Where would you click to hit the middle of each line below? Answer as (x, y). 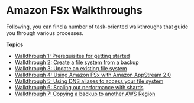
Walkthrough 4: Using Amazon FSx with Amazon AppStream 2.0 (93, 75)
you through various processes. (45, 33)
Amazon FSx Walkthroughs (75, 10)
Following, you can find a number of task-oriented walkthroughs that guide (97, 27)
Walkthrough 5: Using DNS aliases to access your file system (89, 81)
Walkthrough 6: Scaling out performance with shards (79, 87)
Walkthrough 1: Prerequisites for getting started (72, 56)
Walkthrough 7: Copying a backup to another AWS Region (85, 94)
